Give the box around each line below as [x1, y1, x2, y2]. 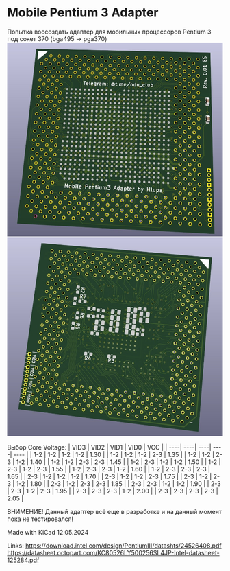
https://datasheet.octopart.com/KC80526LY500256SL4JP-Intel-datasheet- [7, 548, 220, 557]
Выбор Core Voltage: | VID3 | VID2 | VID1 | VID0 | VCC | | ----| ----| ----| [7, 443, 212, 451]
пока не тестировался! [7, 515, 74, 523]
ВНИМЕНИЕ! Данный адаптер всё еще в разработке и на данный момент [7, 507, 222, 515]
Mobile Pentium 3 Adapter [7, 5, 159, 21]
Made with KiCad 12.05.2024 [7, 528, 89, 536]
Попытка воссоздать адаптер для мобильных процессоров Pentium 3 [7, 27, 212, 36]
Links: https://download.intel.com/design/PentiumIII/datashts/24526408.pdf [7, 541, 222, 550]
